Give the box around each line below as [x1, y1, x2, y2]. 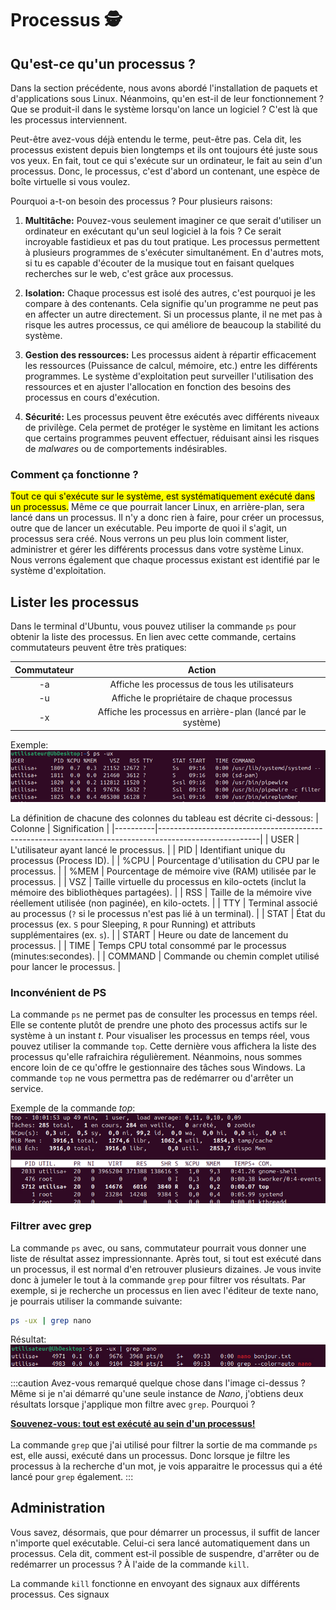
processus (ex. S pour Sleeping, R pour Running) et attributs [10, 918, 256, 931]
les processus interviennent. [10, 114, 128, 126]
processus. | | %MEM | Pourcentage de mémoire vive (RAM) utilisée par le [10, 865, 317, 877]
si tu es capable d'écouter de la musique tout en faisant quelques [24, 257, 295, 269]
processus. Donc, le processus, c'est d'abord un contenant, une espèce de [10, 165, 320, 177]
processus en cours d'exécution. [24, 392, 160, 403]
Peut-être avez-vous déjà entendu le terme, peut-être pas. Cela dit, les [10, 133, 302, 145]
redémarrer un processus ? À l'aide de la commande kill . [10, 1558, 250, 1570]
